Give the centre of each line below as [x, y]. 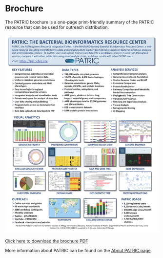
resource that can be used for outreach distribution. [57, 27]
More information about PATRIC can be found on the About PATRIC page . [79, 251]
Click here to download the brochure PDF [47, 241]
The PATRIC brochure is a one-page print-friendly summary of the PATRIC [80, 22]
